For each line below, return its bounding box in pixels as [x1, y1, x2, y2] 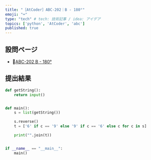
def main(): [5, 106, 30, 110]
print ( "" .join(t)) [14, 133, 52, 138]
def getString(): [5, 88, 41, 93]
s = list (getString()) [14, 110, 61, 115]
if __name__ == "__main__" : [5, 146, 63, 151]
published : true [5, 26, 38, 31]
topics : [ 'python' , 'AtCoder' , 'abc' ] [5, 21, 85, 26]
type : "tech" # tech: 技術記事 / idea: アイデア [5, 16, 101, 21]
